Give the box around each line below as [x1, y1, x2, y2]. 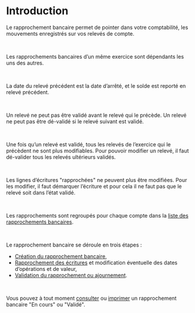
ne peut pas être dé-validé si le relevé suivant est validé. [6, 117, 144, 125]
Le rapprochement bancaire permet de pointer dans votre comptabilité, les [6, 24, 188, 31]
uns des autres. [6, 59, 44, 66]
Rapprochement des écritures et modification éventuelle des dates [14, 259, 178, 266]
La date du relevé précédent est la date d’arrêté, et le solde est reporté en [6, 82, 186, 90]
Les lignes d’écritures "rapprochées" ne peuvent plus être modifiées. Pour [6, 176, 187, 183]
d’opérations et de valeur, [14, 265, 77, 272]
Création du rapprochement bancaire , [14, 253, 107, 260]
